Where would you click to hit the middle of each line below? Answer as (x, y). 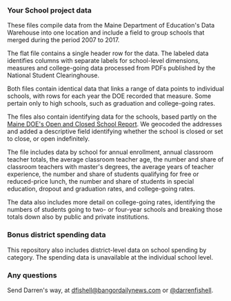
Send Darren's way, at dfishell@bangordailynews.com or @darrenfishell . (110, 290)
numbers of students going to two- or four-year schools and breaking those (115, 210)
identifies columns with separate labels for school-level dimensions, (104, 61)
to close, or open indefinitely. (49, 139)
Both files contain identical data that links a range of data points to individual (115, 89)
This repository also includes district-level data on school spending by (107, 250)
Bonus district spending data (57, 235)
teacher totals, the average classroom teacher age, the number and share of (115, 159)
